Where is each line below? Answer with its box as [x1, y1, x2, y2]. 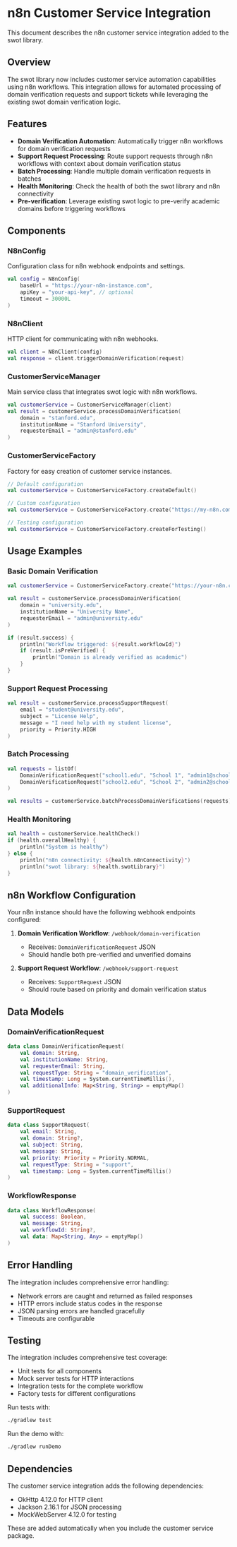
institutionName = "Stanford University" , [20, 421, 147, 428]
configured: [7, 916, 41, 924]
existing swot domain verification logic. [7, 97, 121, 106]
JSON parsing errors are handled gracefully [17, 1306, 145, 1315]
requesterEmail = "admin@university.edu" [20, 614, 143, 622]
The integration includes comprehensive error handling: [7, 1278, 169, 1286]
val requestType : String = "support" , [20, 1161, 134, 1168]
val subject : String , [20, 1142, 83, 1149]
